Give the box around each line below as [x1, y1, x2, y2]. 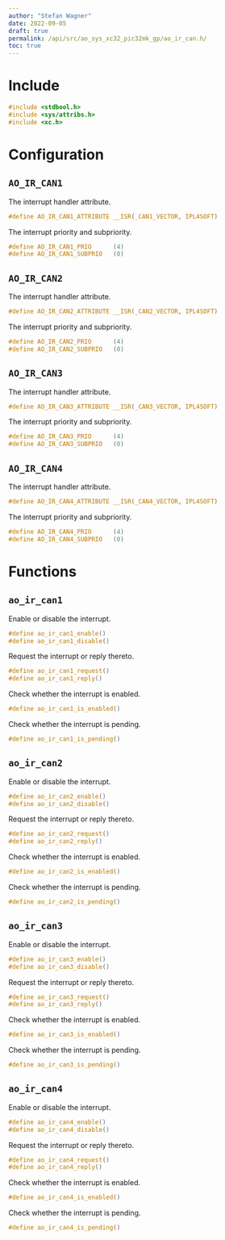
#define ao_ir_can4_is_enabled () [8, 1193, 121, 1202]
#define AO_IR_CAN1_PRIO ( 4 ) [8, 243, 125, 251]
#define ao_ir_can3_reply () [8, 1000, 103, 1008]
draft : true [8, 27, 48, 35]
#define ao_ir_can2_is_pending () [8, 898, 121, 906]
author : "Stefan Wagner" [8, 11, 92, 20]
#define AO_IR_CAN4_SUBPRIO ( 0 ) [8, 535, 125, 543]
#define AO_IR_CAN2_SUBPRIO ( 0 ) [8, 344, 125, 353]
